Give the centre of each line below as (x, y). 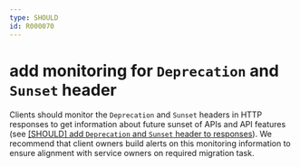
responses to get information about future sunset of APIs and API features (148, 125)
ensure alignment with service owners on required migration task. (132, 153)
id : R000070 (32, 26)
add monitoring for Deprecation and (144, 71)
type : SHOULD (34, 18)
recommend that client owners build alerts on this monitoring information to (150, 144)
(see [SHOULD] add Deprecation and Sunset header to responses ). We (140, 134)
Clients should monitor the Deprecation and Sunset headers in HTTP (136, 115)
